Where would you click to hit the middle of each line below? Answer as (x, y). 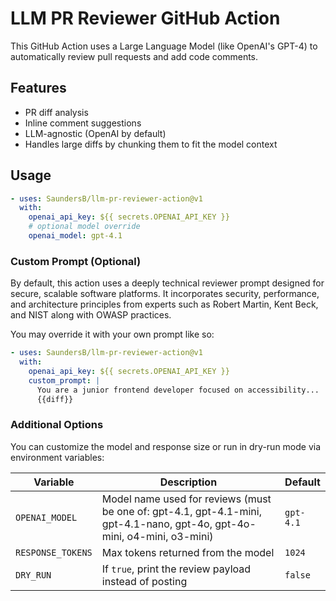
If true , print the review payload (176, 569)
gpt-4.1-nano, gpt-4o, (157, 524)
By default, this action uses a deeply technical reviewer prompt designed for (167, 283)
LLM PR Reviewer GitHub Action (145, 18)
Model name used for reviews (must (186, 499)
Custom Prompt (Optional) (76, 261)
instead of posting (144, 581)
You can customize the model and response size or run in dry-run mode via (166, 446)
